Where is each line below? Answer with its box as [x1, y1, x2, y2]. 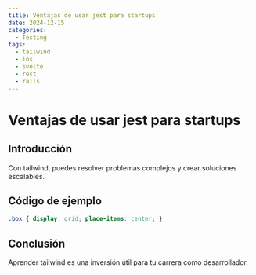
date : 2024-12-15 [8, 19, 65, 27]
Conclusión [8, 236, 66, 250]
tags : [8, 41, 26, 49]
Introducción [8, 142, 73, 156]
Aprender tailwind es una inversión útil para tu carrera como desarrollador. [8, 258, 248, 267]
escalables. [8, 171, 45, 181]
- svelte [15, 63, 44, 71]
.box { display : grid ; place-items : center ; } [8, 215, 163, 223]
